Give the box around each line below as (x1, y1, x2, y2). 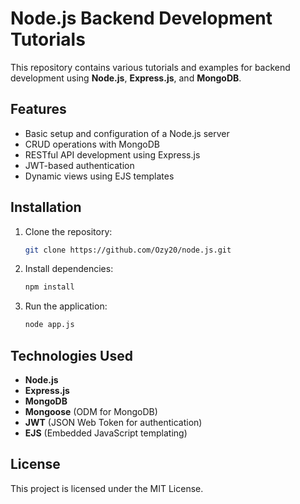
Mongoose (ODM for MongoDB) (24, 406, 158, 417)
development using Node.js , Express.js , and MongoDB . (10, 72, 242, 84)
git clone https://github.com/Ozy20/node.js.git (24, 245, 232, 255)
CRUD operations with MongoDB (24, 138, 160, 150)
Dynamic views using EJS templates (24, 170, 175, 182)
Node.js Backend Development (10, 7, 273, 30)
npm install (24, 282, 75, 292)
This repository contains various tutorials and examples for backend (10, 61, 291, 73)
